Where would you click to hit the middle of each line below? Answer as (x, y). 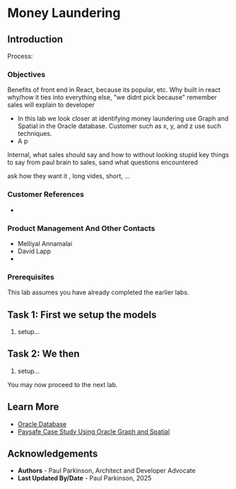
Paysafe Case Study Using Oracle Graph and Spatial (94, 431)
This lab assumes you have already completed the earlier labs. (98, 292)
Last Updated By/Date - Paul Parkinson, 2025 (84, 478)
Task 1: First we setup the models (82, 315)
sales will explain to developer (51, 105)
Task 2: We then (43, 354)
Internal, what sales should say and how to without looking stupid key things (118, 155)
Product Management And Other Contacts (81, 228)
